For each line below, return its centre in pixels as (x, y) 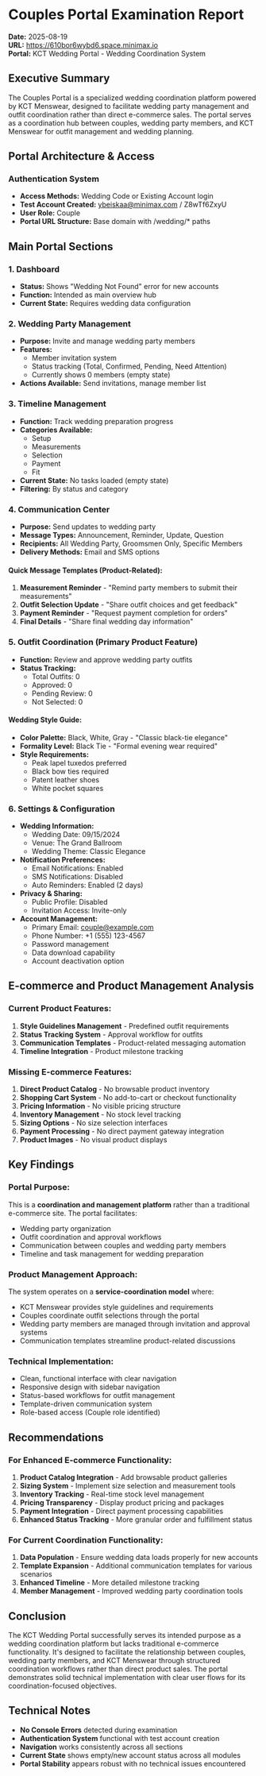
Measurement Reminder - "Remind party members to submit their (129, 588)
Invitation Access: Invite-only (79, 910)
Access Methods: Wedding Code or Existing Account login (117, 196)
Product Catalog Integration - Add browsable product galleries (123, 1477)
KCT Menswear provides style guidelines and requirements (117, 1307)
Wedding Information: (57, 826)
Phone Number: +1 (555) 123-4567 (88, 936)
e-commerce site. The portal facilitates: (73, 1213)
